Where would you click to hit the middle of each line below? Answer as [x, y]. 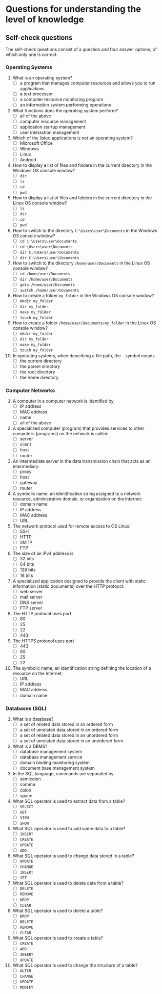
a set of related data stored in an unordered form [69, 735]
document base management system [57, 768]
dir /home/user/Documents [46, 279]
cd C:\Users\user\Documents [48, 241]
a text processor [36, 94]
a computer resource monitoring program [61, 100]
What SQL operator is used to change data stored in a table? [73, 856]
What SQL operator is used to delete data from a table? [68, 883]
